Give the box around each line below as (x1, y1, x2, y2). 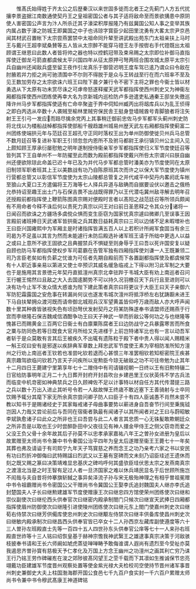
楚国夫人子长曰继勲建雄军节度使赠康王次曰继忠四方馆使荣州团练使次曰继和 (10, 489, 190, 495)
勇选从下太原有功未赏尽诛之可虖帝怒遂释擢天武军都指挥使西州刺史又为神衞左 (6, 86, 190, 93)
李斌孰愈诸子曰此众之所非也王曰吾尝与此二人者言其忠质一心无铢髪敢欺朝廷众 (6, 416, 190, 422)
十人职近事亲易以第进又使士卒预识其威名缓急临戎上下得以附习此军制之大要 (10, 261, 190, 268)
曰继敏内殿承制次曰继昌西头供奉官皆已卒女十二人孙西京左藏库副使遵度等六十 (6, 518, 190, 525)
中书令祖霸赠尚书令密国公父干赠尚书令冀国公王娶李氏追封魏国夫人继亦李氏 (6, 481, 185, 488)
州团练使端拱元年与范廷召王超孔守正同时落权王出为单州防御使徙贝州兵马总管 (6, 130, 190, 137)
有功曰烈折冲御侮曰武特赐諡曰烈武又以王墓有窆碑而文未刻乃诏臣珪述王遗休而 (6, 452, 190, 459)
